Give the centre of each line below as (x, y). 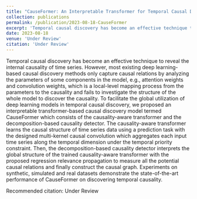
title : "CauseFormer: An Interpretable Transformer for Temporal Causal (97, 11)
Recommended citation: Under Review (52, 191)
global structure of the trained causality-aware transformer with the (87, 154)
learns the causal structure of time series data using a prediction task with (96, 129)
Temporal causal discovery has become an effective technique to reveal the (98, 61)
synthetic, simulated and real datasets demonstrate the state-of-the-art (92, 173)
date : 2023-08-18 (27, 33)
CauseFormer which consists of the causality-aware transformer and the (94, 117)
